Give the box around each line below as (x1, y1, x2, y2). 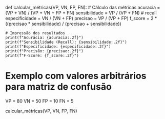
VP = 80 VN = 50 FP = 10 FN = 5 (5, 97, 74, 104)
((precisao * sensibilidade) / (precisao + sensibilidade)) (5, 21, 121, 27)
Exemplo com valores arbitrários (5, 70, 147, 82)
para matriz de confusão (5, 81, 112, 93)
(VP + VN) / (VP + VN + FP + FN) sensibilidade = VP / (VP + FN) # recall (5, 10, 157, 16)
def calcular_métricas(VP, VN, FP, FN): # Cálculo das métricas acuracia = (5, 5, 160, 10)
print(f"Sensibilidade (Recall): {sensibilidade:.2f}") (5, 39, 127, 45)
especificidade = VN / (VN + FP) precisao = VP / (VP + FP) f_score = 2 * (5, 15, 157, 21)
